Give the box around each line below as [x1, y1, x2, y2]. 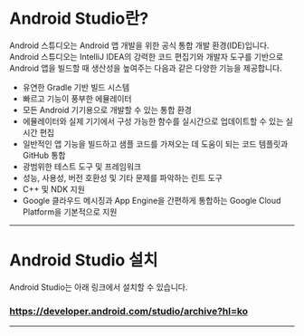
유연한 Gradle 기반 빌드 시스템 [22, 82, 130, 92]
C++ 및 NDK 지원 [22, 183, 86, 195]
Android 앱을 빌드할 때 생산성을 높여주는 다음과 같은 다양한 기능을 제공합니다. [9, 62, 282, 73]
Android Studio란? [9, 8, 149, 29]
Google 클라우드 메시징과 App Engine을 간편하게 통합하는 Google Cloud [22, 195, 281, 206]
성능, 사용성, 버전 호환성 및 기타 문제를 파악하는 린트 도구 [22, 172, 223, 183]
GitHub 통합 [22, 149, 66, 160]
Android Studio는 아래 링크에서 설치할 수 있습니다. [9, 282, 188, 293]
